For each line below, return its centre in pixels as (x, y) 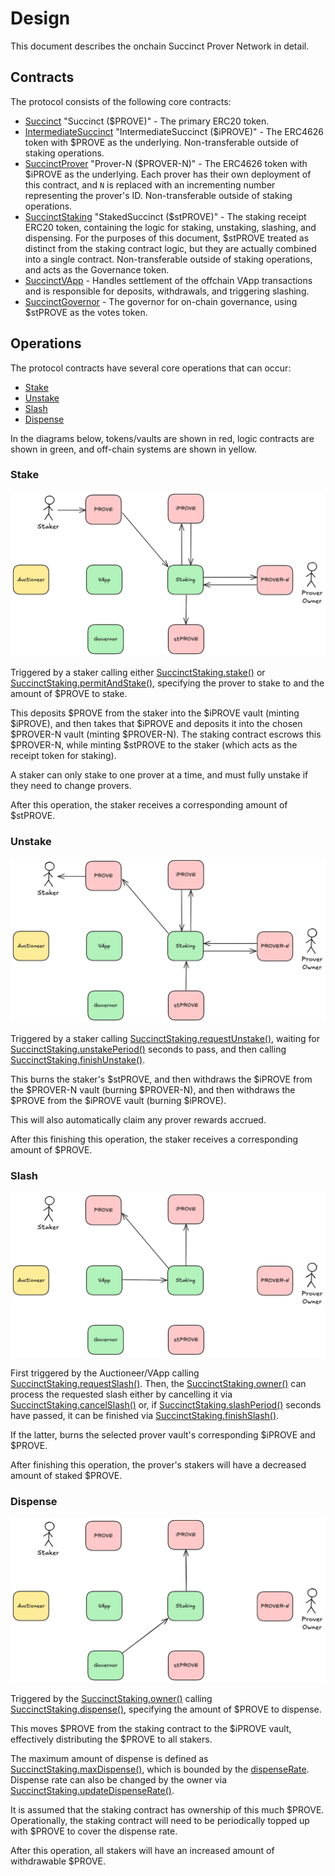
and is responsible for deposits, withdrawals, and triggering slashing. (167, 291)
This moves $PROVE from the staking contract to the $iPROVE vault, (151, 1728)
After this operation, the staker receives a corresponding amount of (149, 804)
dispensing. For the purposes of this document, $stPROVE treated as (167, 238)
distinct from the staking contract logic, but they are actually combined (170, 248)
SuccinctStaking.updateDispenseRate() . (92, 1790)
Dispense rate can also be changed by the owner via (118, 1780)
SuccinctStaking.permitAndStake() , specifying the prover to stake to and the (167, 683)
